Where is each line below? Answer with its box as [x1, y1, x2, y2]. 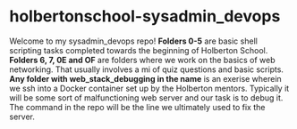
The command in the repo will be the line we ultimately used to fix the [9, 101, 266, 112]
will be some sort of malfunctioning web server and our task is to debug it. [9, 92, 284, 103]
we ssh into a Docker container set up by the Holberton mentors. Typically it [9, 83, 290, 93]
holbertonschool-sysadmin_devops [9, 6, 281, 27]
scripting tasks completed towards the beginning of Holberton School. [9, 44, 268, 55]
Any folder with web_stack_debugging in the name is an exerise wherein [9, 73, 282, 84]
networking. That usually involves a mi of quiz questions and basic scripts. [9, 64, 284, 75]
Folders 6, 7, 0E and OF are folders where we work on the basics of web [9, 54, 276, 65]
